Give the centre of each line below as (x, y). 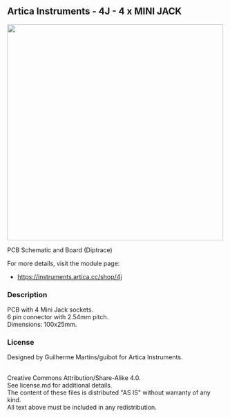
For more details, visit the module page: (64, 263)
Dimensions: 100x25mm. (42, 325)
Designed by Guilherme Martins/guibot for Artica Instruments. (95, 357)
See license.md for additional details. (60, 386)
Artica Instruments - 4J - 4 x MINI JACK (94, 11)
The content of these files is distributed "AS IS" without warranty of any (109, 392)
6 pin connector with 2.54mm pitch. (58, 317)
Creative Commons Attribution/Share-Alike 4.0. (74, 378)
